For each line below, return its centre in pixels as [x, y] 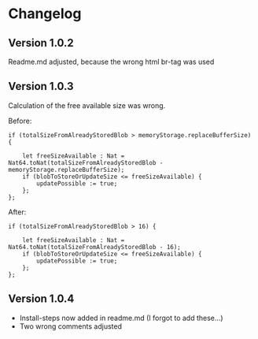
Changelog [45, 14]
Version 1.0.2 [41, 43]
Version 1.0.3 [41, 86]
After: [17, 212]
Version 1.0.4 [41, 299]
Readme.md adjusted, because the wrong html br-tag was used [111, 61]
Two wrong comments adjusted [70, 326]
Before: [20, 121]
